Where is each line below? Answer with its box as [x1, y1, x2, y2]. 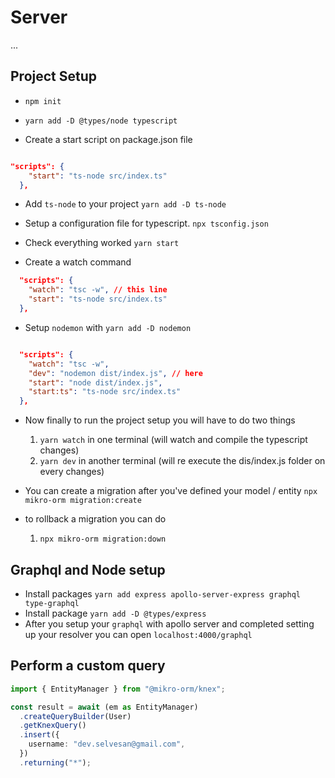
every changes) [39, 466, 105, 478]
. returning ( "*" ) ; [19, 757, 92, 768]
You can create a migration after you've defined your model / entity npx [24, 485, 318, 497]
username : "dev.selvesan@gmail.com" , [28, 739, 186, 750]
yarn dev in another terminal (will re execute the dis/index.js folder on [39, 455, 326, 467]
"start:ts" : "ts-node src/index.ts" [28, 387, 182, 397]
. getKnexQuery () [19, 721, 87, 731]
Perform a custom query [10, 657, 166, 675]
